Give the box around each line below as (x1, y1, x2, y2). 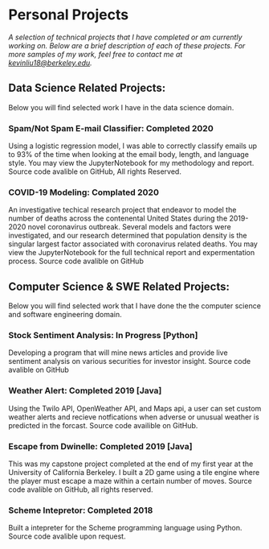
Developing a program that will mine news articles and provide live (8, 348, 228, 357)
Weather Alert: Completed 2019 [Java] (8, 385, 162, 396)
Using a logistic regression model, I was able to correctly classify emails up (8, 141, 257, 151)
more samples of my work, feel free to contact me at (8, 49, 183, 59)
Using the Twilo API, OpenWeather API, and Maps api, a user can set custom (8, 403, 262, 413)
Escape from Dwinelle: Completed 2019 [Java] (8, 440, 193, 452)
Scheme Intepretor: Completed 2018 (8, 505, 153, 516)
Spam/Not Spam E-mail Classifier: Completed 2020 (8, 122, 214, 134)
